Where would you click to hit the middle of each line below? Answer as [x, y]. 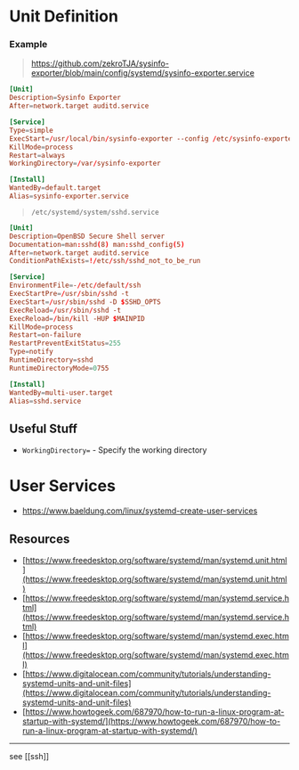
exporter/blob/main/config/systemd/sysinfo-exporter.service [143, 73]
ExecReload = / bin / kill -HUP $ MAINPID [77, 318]
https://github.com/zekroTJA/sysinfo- [100, 63]
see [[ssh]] [29, 757]
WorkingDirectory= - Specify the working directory [114, 450]
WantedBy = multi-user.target [61, 393]
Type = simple [31, 130]
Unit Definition [64, 16]
